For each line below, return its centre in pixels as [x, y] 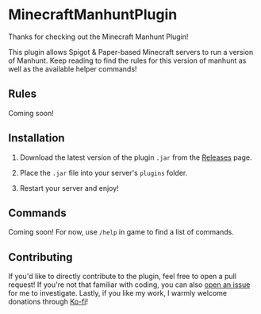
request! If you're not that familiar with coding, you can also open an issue [129, 285]
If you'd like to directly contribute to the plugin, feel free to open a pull [122, 277]
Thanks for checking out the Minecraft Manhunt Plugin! [98, 37]
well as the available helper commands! [73, 68]
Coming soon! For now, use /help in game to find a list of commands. [121, 232]
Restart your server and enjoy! [69, 188]
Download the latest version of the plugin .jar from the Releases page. [136, 157]
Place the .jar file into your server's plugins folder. [104, 173]
